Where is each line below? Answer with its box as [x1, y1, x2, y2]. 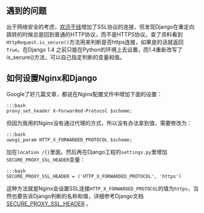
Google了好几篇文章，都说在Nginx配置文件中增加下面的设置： [6, 90, 162, 97]
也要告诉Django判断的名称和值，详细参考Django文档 [11, 192, 144, 200]
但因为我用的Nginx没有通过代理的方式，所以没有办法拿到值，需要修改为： [6, 119, 192, 127]
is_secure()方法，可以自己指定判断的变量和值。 [6, 54, 125, 61]
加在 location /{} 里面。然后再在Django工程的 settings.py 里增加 [6, 148, 168, 155]
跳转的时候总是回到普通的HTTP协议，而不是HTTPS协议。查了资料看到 [6, 30, 183, 38]
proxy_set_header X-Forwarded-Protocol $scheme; [6, 108, 133, 114]
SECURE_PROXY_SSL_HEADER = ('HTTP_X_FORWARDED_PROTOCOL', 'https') [6, 173, 182, 180]
